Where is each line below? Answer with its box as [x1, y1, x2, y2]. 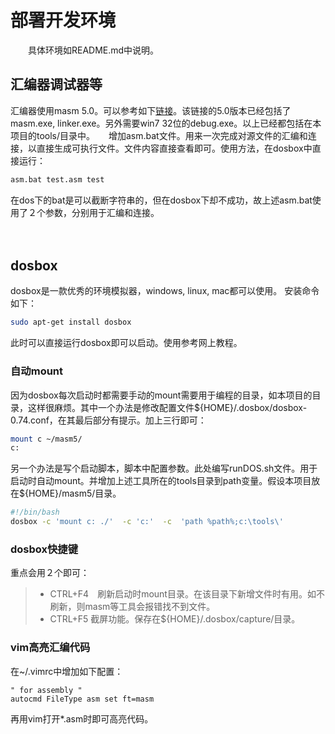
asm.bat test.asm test [10, 174, 105, 185]
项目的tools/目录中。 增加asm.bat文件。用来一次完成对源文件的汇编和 [10, 129, 308, 141]
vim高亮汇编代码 [10, 641, 91, 655]
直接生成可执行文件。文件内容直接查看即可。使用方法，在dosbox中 [36, 142, 313, 154]
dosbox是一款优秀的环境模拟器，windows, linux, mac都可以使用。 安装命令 [10, 285, 320, 297]
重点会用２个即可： [10, 567, 90, 579]
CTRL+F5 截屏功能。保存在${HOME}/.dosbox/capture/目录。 [49, 613, 301, 625]
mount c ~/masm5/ [10, 434, 83, 444]
